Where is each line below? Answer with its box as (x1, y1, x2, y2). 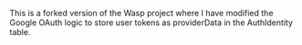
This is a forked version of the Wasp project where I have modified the (9, 8, 274, 18)
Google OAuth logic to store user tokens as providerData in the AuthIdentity (9, 17, 294, 28)
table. (9, 27, 31, 37)
